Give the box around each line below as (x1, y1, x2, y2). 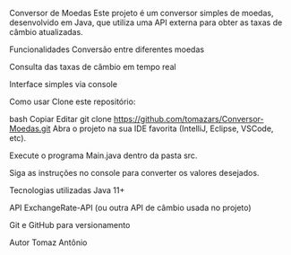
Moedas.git (9, 123, 51, 134)
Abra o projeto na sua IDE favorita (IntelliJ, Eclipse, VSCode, (52, 123, 274, 134)
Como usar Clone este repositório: (9, 96, 136, 107)
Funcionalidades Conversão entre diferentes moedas (9, 44, 204, 55)
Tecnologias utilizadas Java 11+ (9, 185, 125, 196)
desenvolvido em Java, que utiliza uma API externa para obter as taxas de (9, 17, 283, 28)
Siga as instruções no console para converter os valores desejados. (9, 168, 260, 178)
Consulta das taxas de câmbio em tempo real (9, 62, 176, 72)
